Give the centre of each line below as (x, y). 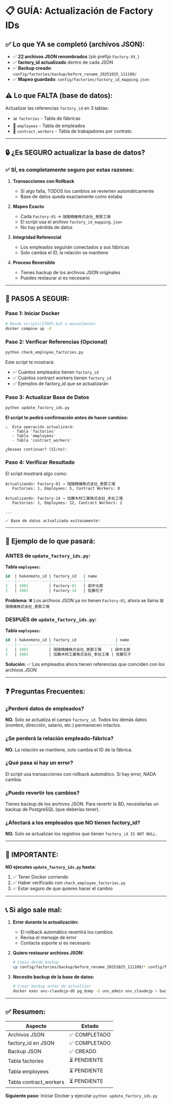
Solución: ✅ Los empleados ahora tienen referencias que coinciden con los (85, 664)
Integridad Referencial (37, 237)
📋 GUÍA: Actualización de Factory (79, 11)
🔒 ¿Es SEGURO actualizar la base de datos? (75, 153)
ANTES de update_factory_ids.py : (48, 556)
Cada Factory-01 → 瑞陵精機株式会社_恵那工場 (66, 216)
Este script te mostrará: (30, 362)
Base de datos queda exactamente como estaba (71, 196)
